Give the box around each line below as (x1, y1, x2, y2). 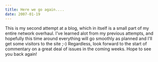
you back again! (5, 51, 38, 57)
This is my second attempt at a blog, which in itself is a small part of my (5, 25, 149, 31)
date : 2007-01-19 (5, 12, 41, 17)
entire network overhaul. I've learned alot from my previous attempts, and (5, 30, 154, 36)
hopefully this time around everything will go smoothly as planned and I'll (5, 35, 153, 41)
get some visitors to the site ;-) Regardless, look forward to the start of (5, 41, 147, 46)
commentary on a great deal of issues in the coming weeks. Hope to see (5, 46, 152, 52)
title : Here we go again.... (5, 7, 65, 12)
